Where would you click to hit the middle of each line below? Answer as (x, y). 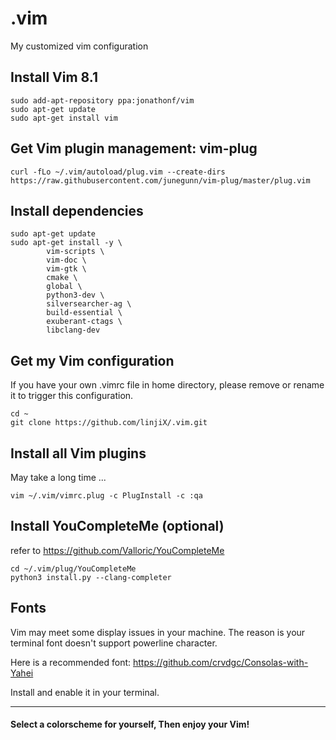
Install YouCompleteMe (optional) (117, 526)
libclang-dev (73, 330)
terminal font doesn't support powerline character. (114, 643)
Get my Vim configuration (92, 360)
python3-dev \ (75, 295)
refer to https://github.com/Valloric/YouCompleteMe (117, 550)
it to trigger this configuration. (72, 396)
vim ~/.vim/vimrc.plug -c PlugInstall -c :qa (106, 496)
